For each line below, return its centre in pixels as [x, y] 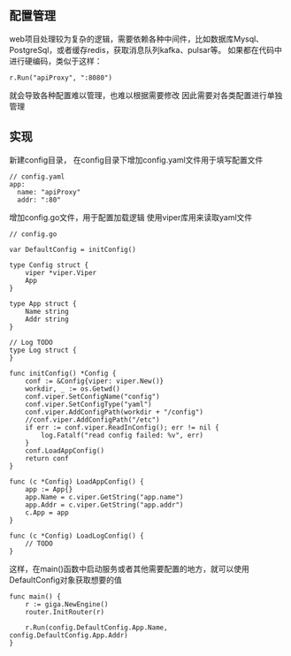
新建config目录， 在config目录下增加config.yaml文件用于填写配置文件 [136, 160]
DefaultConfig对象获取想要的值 [65, 580]
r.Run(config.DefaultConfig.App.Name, [96, 627]
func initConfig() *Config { [63, 373]
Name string [47, 311]
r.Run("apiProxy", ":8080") [61, 78]
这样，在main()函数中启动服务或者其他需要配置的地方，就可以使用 [129, 568]
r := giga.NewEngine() [67, 604]
